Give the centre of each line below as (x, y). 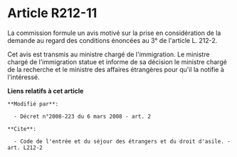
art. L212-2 (25, 148)
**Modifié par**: (33, 104)
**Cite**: (22, 129)
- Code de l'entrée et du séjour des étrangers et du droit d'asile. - (122, 141)
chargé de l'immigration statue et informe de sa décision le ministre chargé (117, 61)
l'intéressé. (24, 77)
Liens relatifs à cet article (46, 91)
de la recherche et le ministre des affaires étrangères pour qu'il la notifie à (116, 69)
